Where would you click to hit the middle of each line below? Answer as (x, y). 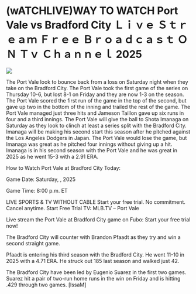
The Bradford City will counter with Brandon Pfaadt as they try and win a (94, 237)
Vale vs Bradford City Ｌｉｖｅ (80, 25)
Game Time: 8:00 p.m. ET (37, 190)
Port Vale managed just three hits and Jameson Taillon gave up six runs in (95, 113)
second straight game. (33, 243)
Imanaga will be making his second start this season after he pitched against (98, 131)
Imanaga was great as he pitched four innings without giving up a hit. (89, 144)
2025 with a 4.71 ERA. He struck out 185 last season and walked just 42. (93, 261)
